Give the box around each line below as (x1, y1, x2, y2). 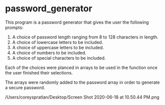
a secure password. (5, 84, 45, 90)
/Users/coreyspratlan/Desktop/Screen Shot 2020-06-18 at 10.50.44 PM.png (5, 94, 160, 100)
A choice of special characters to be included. (12, 55, 106, 61)
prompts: (5, 24, 24, 30)
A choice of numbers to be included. (12, 50, 87, 56)
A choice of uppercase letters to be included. (12, 44, 104, 50)
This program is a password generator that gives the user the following (5, 19, 149, 25)
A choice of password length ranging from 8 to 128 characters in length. (12, 34, 159, 40)
